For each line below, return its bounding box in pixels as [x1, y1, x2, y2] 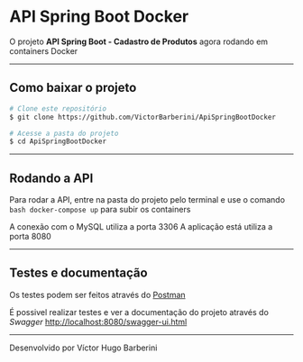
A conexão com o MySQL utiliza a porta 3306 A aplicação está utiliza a [9, 222, 273, 232]
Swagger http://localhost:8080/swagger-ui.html [9, 316, 188, 327]
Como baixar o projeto [9, 80, 137, 95]
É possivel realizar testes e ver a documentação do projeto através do [9, 306, 269, 317]
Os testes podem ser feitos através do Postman [9, 289, 187, 300]
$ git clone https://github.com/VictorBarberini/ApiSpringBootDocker [9, 113, 277, 122]
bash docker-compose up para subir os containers [9, 204, 191, 215]
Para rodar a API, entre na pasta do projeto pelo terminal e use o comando [9, 195, 286, 205]
